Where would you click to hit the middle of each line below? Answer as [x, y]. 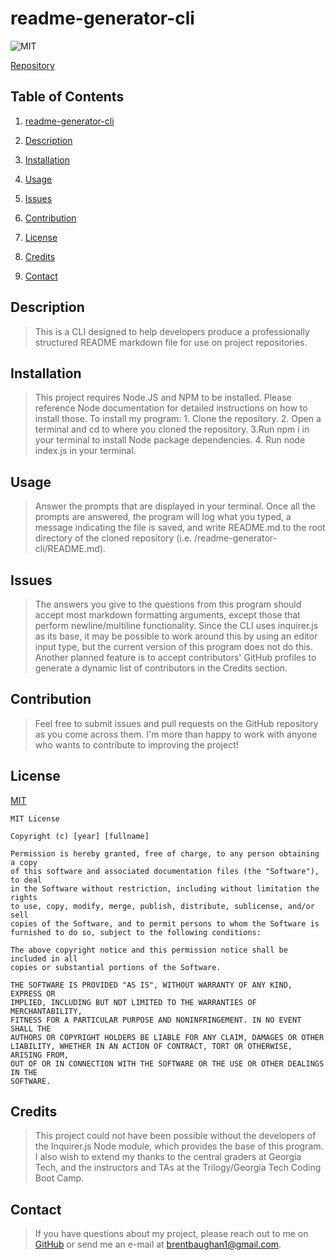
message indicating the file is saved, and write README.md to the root [180, 528]
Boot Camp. [59, 1178]
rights [24, 897]
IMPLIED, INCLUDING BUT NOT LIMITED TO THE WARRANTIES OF [133, 1002]
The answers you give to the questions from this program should [168, 604]
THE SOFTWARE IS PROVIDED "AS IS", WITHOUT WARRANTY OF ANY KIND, [151, 985]
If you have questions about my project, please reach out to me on [171, 1234]
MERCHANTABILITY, [46, 1011]
